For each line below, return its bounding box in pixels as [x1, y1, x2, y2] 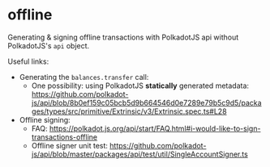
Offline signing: [19, 115, 71, 124]
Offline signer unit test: [31, 140, 109, 150]
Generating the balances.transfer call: [19, 72, 149, 81]
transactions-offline [31, 132, 98, 142]
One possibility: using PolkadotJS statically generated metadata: [31, 81, 249, 90]
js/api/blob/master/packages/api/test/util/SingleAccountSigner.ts [31, 149, 248, 159]
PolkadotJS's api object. [7, 40, 90, 50]
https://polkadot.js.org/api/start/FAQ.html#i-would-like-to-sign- [49, 123, 261, 133]
